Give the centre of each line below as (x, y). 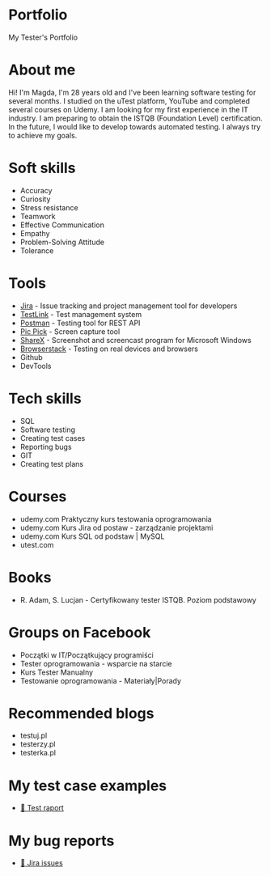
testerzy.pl (38, 744)
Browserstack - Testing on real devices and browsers (109, 349)
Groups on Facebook (80, 632)
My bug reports (61, 841)
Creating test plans (51, 463)
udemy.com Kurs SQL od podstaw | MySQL (92, 536)
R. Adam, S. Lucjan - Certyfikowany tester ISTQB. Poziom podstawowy (138, 599)
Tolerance (37, 250)
